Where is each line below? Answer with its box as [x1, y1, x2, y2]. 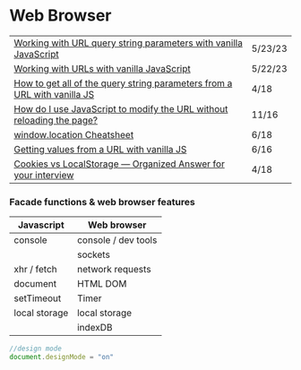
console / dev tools [77, 234, 158, 246]
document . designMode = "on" [9, 353, 115, 362]
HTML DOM [77, 278, 127, 290]
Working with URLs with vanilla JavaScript [13, 62, 191, 74]
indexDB [77, 322, 114, 334]
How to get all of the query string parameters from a [13, 77, 233, 90]
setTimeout [13, 292, 62, 305]
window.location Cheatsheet [13, 128, 134, 141]
